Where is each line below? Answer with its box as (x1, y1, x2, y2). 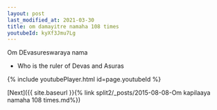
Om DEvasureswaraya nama (7, 48, 88, 57)
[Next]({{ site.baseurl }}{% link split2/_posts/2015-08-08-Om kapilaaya (7, 89, 211, 97)
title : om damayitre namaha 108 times (7, 23, 119, 30)
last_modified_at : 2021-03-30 (7, 17, 95, 24)
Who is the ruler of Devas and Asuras (17, 62, 125, 70)
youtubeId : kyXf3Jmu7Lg (7, 29, 76, 37)
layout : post (7, 10, 45, 17)
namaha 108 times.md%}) (7, 96, 81, 104)
